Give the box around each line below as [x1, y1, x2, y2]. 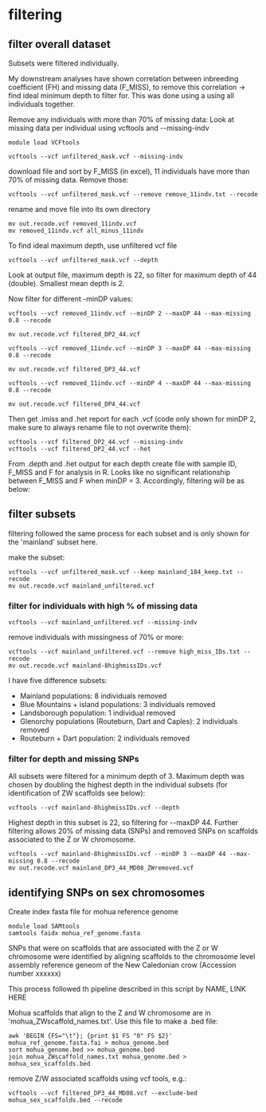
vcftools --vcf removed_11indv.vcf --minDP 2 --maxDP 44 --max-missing [8, 309, 251, 317]
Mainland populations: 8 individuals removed [19, 691, 167, 701]
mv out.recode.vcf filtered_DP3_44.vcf [8, 365, 141, 373]
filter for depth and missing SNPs [8, 753, 139, 764]
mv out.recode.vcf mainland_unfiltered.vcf [8, 582, 155, 590]
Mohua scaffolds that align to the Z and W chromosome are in [8, 1008, 211, 1018]
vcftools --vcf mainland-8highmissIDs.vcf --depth [8, 804, 180, 812]
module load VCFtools [8, 139, 80, 147]
